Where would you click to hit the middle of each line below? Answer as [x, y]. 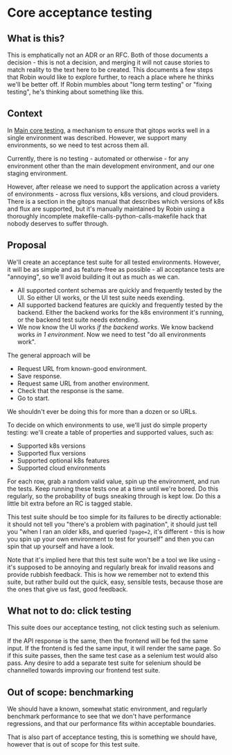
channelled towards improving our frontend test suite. [84, 670]
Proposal [27, 245]
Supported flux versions [52, 453]
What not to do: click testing [69, 611]
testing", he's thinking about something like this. [75, 92]
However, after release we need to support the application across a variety [114, 186]
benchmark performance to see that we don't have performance [99, 716]
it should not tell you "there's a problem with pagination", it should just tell [112, 524]
